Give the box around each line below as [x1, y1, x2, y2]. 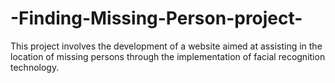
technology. [10, 61, 60, 73]
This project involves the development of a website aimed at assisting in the [10, 40, 323, 52]
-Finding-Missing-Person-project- [10, 7, 303, 30]
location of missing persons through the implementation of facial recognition [10, 50, 326, 62]
